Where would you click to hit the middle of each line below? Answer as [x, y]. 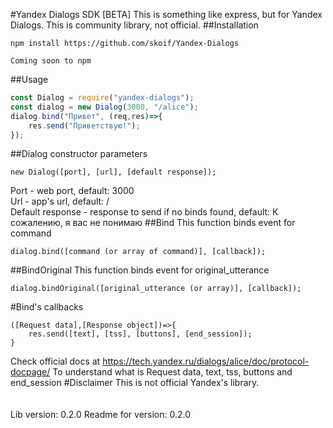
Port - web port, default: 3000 [72, 191]
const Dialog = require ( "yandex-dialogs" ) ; [102, 98]
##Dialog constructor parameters [79, 154]
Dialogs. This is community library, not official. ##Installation [134, 25]
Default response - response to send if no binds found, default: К [144, 212]
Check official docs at [55, 361]
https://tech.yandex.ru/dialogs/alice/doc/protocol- [206, 361]
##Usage [29, 79]
